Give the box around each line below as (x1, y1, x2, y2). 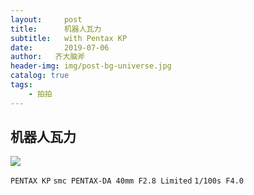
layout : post (10, 14, 83, 25)
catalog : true (10, 71, 70, 81)
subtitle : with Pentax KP (10, 33, 128, 43)
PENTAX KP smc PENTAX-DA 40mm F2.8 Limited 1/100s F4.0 (10, 176, 244, 186)
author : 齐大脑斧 (10, 52, 86, 62)
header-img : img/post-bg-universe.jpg (10, 61, 172, 71)
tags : (10, 80, 33, 90)
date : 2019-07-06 (10, 42, 110, 53)
